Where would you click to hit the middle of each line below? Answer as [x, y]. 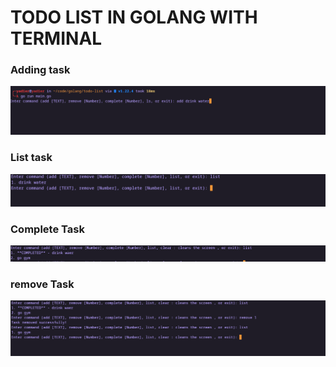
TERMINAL [56, 38]
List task [31, 158]
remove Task [42, 284]
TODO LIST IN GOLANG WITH [134, 17]
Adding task [40, 70]
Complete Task [47, 229]
